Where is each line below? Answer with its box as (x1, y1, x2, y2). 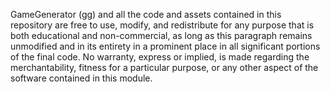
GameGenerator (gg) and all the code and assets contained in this (10, 9, 282, 20)
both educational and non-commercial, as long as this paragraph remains (10, 30, 313, 41)
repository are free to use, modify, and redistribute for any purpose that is (10, 19, 315, 31)
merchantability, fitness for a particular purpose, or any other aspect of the (10, 62, 319, 73)
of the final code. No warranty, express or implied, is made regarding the (10, 51, 310, 63)
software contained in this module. (10, 72, 153, 84)
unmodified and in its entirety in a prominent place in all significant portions (10, 40, 321, 52)
